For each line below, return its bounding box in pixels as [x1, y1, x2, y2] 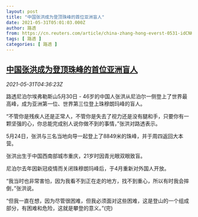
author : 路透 [6, 25, 37, 31]
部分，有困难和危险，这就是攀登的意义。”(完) [6, 204, 113, 212]
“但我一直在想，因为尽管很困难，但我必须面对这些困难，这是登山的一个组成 [6, 197, 190, 204]
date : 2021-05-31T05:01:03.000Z [6, 19, 85, 25]
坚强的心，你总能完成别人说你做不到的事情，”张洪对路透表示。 [11, 120, 161, 127]
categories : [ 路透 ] [6, 42, 58, 48]
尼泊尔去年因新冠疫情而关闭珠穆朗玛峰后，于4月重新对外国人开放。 [6, 165, 170, 172]
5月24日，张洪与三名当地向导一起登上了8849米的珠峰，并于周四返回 [6, 132, 173, 139]
